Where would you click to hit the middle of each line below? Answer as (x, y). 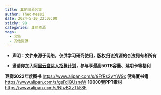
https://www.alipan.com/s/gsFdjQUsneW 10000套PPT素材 (64, 82)
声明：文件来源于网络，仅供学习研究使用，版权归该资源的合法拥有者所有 (84, 55)
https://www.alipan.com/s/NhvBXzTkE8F (46, 87)
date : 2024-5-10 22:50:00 (31, 18)
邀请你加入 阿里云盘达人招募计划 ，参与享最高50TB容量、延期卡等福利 (81, 65)
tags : (10, 32)
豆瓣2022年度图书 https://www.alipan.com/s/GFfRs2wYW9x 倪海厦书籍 (77, 76)
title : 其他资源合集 (24, 9)
